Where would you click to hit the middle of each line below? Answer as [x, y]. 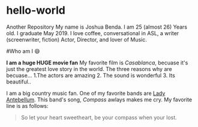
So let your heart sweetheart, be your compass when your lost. [99, 117]
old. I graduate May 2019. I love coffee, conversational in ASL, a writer [93, 33]
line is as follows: [28, 106]
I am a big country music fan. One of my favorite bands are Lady [86, 93]
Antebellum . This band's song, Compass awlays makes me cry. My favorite [99, 100]
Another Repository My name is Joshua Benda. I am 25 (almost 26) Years [97, 27]
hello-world [36, 10]
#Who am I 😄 [23, 51]
